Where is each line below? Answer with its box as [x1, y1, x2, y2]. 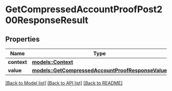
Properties [5, 35, 40, 43]
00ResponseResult [5, 14, 89, 26]
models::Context [32, 59, 73, 65]
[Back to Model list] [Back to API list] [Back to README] [5, 80, 123, 86]
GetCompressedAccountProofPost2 [5, 4, 163, 15]
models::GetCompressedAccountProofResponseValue [32, 67, 167, 74]
